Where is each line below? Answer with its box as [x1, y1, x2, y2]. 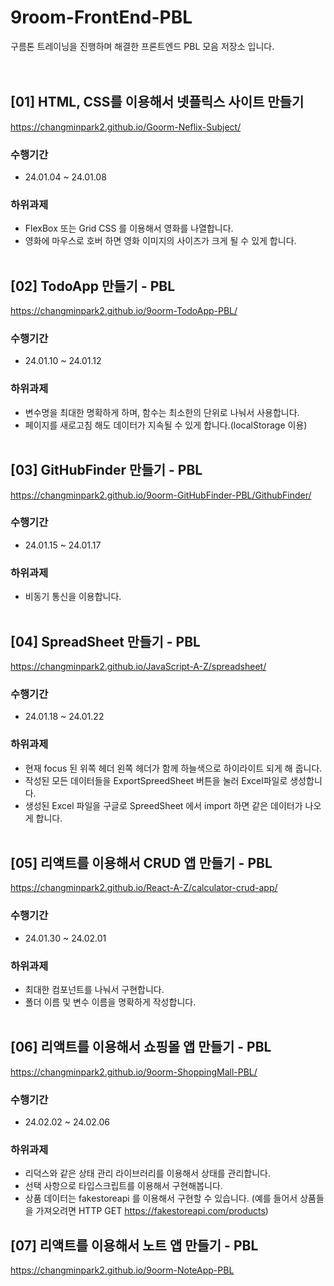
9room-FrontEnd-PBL [10, 6, 193, 29]
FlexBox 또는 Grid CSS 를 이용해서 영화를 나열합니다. [24, 222, 234, 235]
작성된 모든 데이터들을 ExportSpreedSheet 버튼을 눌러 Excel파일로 [24, 774, 288, 786]
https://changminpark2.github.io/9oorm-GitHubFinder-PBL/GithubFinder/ [10, 489, 312, 501]
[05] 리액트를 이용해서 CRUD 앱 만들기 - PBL [10, 854, 273, 871]
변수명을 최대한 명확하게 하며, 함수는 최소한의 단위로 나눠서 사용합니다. [24, 406, 300, 418]
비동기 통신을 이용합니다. [24, 591, 122, 603]
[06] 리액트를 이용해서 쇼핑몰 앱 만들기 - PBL [10, 1039, 272, 1056]
